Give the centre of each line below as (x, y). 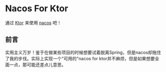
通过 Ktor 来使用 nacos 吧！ (33, 23)
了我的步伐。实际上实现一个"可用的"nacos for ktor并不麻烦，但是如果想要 (80, 58)
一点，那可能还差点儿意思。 (37, 65)
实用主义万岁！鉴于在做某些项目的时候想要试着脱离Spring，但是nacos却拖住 (83, 52)
